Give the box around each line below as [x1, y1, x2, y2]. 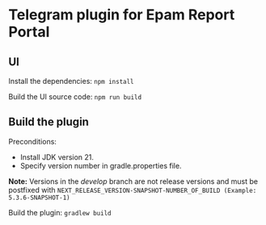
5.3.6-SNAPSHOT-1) [8, 194, 70, 202]
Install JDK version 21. [19, 152, 95, 162]
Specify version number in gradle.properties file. [19, 160, 182, 170]
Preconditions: [8, 136, 57, 146]
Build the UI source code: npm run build [8, 92, 142, 102]
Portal [8, 23, 50, 41]
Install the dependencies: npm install [8, 77, 135, 85]
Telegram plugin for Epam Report [8, 6, 235, 24]
